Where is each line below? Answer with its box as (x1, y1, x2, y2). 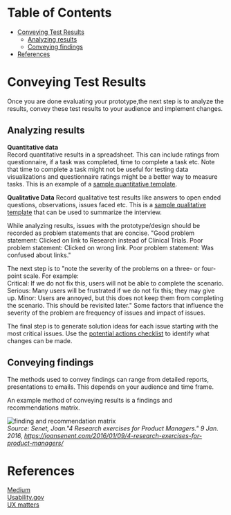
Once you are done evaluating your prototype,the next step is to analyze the (7, 97, 224, 105)
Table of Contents (7, 5, 112, 21)
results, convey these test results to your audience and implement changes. (7, 104, 223, 112)
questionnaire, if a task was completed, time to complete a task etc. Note (7, 157, 216, 166)
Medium (7, 486, 31, 494)
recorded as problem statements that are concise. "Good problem (7, 229, 195, 237)
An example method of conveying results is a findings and (7, 396, 173, 404)
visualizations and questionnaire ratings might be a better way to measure (7, 172, 218, 181)
